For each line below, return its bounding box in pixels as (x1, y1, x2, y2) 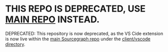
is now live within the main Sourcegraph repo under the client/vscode (5, 36, 151, 42)
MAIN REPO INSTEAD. (5, 14, 100, 25)
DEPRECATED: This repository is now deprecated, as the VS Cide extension (5, 30, 163, 36)
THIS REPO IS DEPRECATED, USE (5, 3, 146, 15)
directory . (5, 41, 25, 47)
